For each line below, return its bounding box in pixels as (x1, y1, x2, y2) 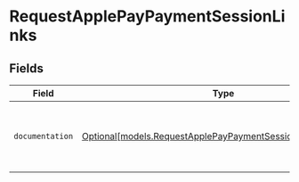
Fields (9, 61, 44, 76)
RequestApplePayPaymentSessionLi (9, 6, 286, 27)
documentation (13, 131, 74, 141)
